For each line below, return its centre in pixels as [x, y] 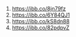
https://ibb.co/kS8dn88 [41, 21]
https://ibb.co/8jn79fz [39, 9]
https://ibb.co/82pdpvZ [41, 27]
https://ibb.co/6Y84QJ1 [41, 15]
